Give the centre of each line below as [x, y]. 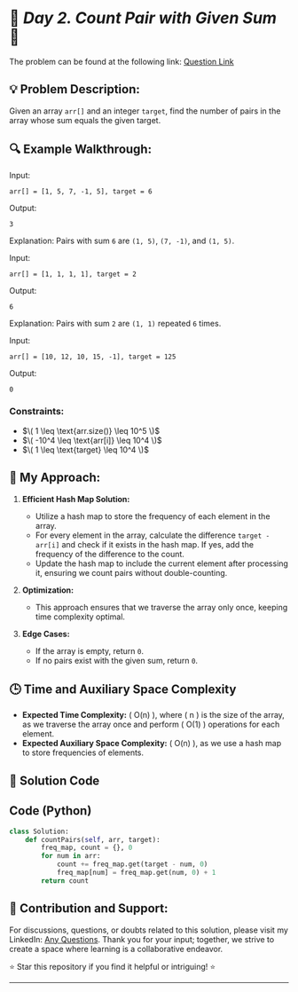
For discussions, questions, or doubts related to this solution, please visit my [149, 930]
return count [65, 881]
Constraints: [37, 412]
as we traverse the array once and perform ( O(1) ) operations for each [151, 724]
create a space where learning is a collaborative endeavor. [116, 949]
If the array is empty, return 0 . [90, 650]
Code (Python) [51, 811]
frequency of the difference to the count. [110, 554]
